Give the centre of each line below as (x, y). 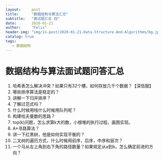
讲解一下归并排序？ (32, 98)
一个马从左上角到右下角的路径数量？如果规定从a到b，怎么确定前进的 (81, 146)
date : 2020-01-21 (30, 23)
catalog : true (20, 37)
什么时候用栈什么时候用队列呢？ (44, 110)
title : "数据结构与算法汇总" (37, 14)
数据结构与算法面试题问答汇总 (65, 71)
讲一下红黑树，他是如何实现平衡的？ (49, 134)
